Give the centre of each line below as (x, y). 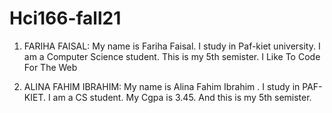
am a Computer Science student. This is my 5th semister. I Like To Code (172, 56)
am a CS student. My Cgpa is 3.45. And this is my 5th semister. (182, 97)
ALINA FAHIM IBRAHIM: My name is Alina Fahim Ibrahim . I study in (162, 86)
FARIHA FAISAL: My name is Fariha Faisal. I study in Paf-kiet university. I (172, 46)
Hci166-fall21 (65, 18)
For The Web (50, 67)
